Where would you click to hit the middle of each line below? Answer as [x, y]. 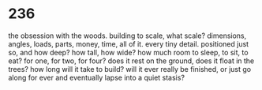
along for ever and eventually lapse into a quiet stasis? [97, 77]
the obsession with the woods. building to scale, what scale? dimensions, [127, 36]
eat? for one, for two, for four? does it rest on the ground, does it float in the [131, 61]
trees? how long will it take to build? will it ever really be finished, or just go [129, 69]
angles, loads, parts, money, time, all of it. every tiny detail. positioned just [129, 43]
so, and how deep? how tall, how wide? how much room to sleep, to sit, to [128, 52]
